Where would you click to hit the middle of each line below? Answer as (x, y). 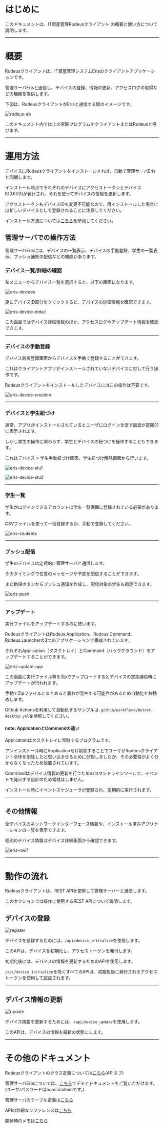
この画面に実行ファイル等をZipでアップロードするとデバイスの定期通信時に (81, 677)
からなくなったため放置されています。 (43, 762)
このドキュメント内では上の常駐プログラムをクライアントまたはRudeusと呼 (81, 124)
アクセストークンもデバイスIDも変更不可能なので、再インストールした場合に (82, 204)
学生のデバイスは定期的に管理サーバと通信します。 (56, 563)
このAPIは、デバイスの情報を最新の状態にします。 (55, 1032)
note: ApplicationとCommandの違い (42, 728)
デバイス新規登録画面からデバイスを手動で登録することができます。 (73, 358)
